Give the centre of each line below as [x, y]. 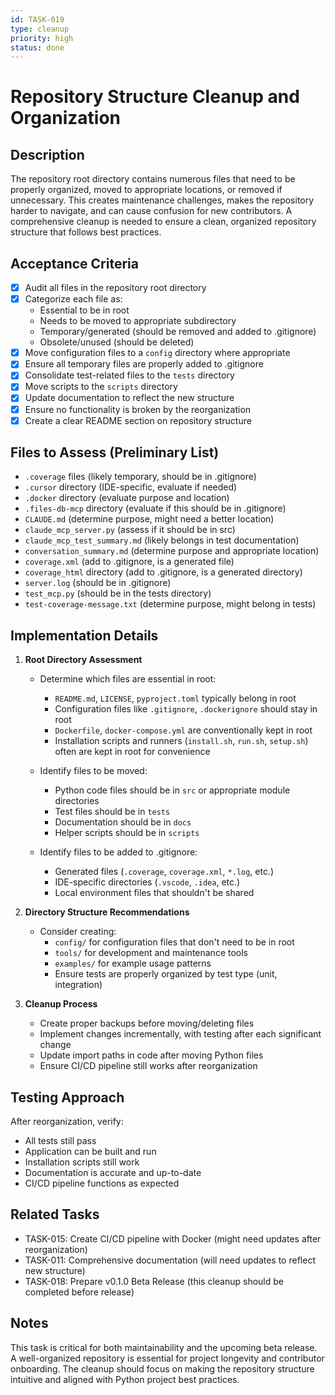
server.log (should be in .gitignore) [98, 583]
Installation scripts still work [82, 1162]
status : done [37, 47]
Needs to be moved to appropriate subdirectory [138, 321]
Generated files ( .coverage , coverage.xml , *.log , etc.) [164, 872]
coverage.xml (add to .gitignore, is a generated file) [129, 562]
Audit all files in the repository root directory [115, 288]
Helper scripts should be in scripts [127, 833]
